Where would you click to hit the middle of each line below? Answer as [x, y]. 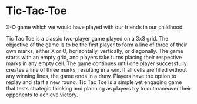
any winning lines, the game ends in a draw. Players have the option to [91, 76]
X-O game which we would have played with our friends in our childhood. [95, 27]
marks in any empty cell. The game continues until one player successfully [96, 63]
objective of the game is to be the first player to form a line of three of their [97, 45]
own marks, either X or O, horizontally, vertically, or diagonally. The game [95, 51]
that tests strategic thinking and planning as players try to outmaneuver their [98, 88]
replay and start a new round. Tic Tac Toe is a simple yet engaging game [94, 82]
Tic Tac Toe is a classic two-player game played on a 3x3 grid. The [87, 38]
